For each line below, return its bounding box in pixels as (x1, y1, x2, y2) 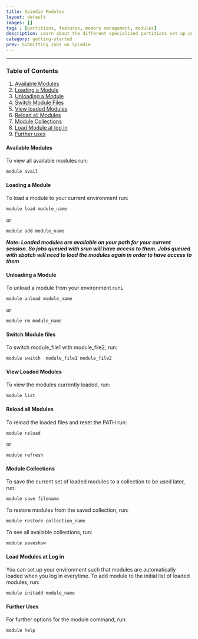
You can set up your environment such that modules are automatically (6, 566, 176, 573)
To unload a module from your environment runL (6, 285, 124, 292)
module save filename (6, 496, 60, 502)
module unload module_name (6, 296, 72, 302)
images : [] (6, 20, 33, 25)
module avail (6, 169, 38, 175)
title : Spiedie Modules (6, 8, 65, 15)
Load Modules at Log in (6, 553, 65, 560)
